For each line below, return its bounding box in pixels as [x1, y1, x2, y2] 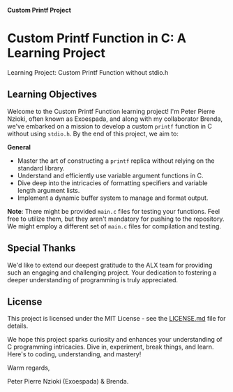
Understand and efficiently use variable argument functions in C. [17, 171, 204, 180]
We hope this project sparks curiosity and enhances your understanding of [7, 335, 223, 344]
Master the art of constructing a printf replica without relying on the [17, 157, 215, 165]
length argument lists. [17, 186, 80, 194]
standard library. [17, 164, 65, 172]
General [7, 143, 31, 151]
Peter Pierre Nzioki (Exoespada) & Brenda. [7, 377, 129, 386]
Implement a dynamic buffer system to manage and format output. [17, 194, 209, 202]
